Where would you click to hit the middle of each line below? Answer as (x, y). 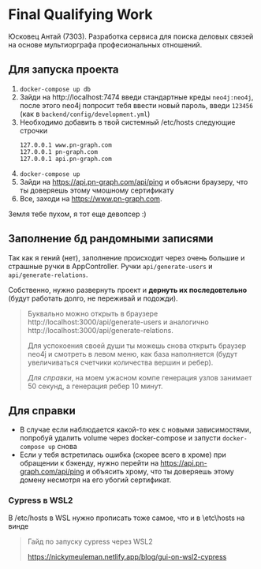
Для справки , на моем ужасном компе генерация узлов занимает (140, 377)
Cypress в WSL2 (41, 500)
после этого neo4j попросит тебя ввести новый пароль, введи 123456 (136, 105)
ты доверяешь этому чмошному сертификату (97, 190)
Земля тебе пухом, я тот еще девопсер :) (78, 214)
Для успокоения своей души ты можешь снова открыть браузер (137, 346)
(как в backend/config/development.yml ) (85, 114)
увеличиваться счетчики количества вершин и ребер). (120, 362)
